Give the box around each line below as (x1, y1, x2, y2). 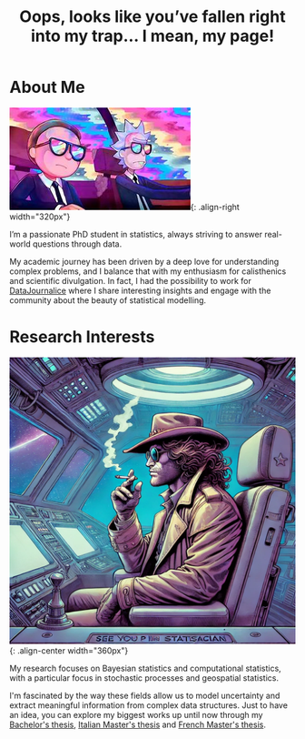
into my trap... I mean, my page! (30, 25, 275, 46)
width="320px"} (9, 211, 71, 222)
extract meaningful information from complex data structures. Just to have (9, 699, 289, 711)
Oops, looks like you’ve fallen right (19, 6, 286, 27)
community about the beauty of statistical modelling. (9, 294, 207, 306)
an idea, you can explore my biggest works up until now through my (9, 709, 263, 720)
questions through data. (32, 238, 123, 249)
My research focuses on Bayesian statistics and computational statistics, (9, 663, 281, 673)
